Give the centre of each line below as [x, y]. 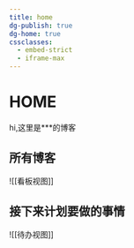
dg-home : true [35, 34]
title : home [31, 17]
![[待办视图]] [32, 234]
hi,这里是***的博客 [43, 127]
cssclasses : [31, 42]
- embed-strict [45, 50]
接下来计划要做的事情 [67, 211]
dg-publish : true [41, 26]
